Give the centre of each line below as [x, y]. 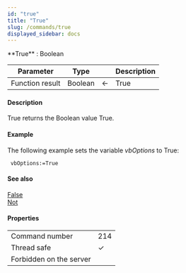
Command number [42, 236]
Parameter [36, 72]
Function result [36, 84]
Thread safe [31, 247]
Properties [23, 218]
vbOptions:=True [34, 163]
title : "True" [28, 21]
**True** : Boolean [36, 54]
